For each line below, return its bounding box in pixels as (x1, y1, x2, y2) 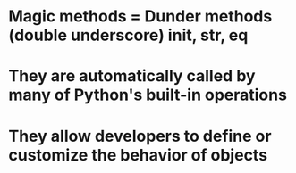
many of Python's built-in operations (8, 85, 288, 105)
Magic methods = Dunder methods (8, 6, 273, 27)
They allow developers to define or (8, 126, 272, 146)
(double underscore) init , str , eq (8, 25, 249, 45)
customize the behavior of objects (8, 144, 268, 165)
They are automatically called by (8, 66, 256, 86)
